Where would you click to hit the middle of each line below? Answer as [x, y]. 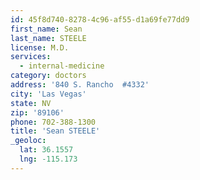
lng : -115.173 [48, 159]
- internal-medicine [62, 66]
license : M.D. [40, 47]
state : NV [31, 103]
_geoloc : [28, 141]
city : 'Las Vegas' [48, 94]
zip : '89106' [37, 112]
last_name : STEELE [48, 38]
